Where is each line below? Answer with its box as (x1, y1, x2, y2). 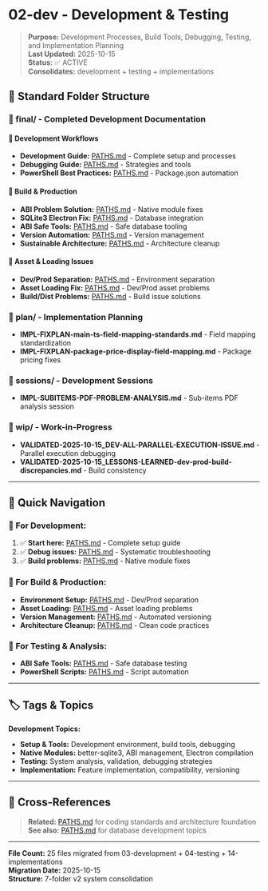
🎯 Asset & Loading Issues (8, 257, 94, 266)
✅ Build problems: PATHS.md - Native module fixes (19, 556, 191, 565)
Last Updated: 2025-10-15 (27, 49, 116, 58)
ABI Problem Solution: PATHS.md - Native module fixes (19, 204, 203, 214)
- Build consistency (83, 465, 147, 475)
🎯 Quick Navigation (8, 496, 106, 509)
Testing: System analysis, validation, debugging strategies (19, 756, 213, 765)
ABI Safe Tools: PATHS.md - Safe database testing (19, 658, 187, 669)
